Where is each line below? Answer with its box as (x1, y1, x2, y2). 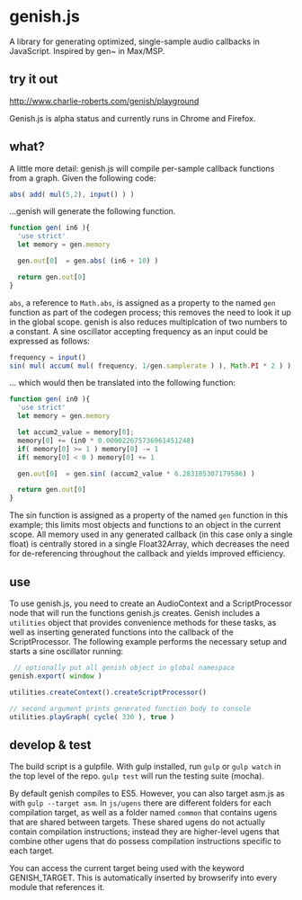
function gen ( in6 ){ (9, 223, 91, 233)
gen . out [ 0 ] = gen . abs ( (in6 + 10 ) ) (17, 256, 159, 266)
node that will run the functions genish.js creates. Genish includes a (9, 608, 261, 618)
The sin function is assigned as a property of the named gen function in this (9, 510, 289, 521)
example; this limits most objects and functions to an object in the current (9, 520, 281, 530)
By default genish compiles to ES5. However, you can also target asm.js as (9, 789, 285, 799)
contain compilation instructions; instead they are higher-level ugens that (9, 826, 280, 837)
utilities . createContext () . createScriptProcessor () (9, 688, 207, 697)
